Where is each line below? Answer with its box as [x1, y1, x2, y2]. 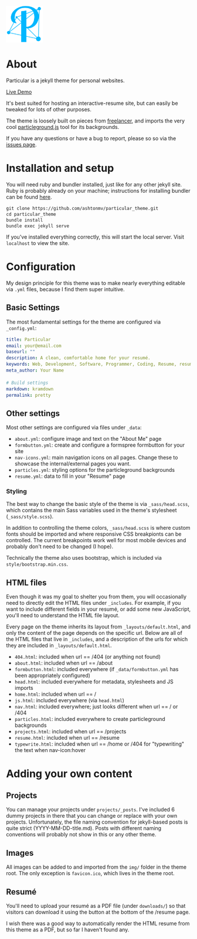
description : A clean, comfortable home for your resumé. [6, 355, 151, 361]
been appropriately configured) [14, 672, 91, 679]
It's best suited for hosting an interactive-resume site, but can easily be [6, 100, 178, 107]
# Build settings [6, 380, 49, 386]
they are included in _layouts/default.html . [6, 642, 113, 649]
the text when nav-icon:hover [14, 747, 86, 754]
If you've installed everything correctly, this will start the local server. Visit [6, 233, 185, 240]
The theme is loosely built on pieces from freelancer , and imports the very [6, 117, 185, 124]
